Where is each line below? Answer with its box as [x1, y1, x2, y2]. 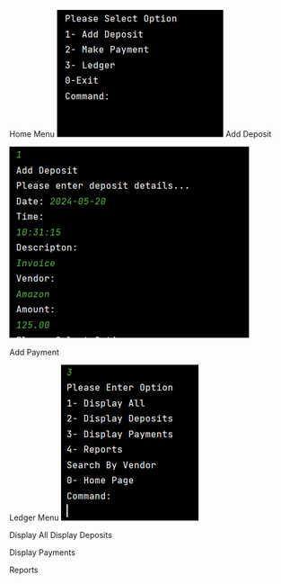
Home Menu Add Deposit [9, 129, 272, 139]
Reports [9, 564, 39, 575]
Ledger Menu [9, 512, 59, 523]
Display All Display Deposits [9, 530, 112, 540]
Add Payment [9, 347, 60, 357]
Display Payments [9, 547, 76, 558]
